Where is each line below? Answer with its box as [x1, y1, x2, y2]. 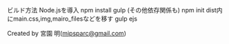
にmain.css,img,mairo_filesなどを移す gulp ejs [7, 14, 138, 23]
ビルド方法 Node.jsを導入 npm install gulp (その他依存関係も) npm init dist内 [7, 6, 223, 14]
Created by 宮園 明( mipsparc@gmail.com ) [7, 30, 126, 37]
